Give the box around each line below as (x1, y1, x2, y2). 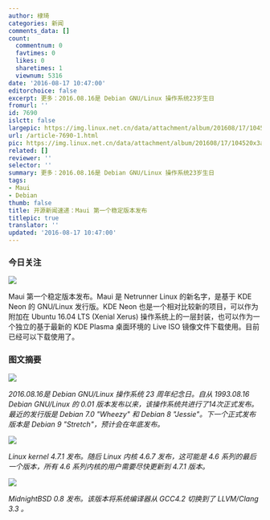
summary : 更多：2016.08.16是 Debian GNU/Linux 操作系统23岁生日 (8, 169, 215, 177)
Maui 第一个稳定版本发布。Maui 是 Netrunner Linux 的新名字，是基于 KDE (8, 291, 252, 302)
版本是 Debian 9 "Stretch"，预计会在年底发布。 (8, 419, 165, 429)
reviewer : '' (8, 154, 52, 162)
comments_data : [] (8, 27, 70, 35)
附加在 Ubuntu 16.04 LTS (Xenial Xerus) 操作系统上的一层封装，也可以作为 (8, 312, 253, 322)
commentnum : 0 (15, 42, 63, 50)
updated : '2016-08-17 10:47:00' (8, 229, 117, 237)
